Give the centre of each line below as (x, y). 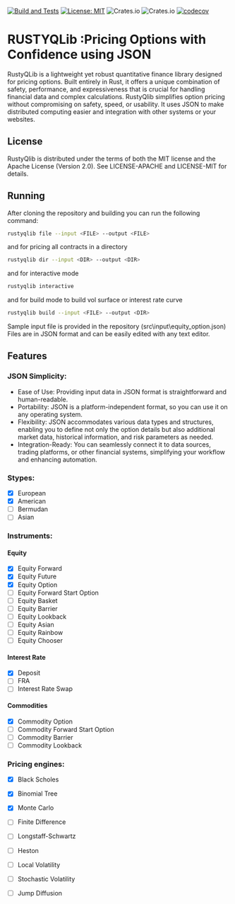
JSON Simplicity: (37, 377)
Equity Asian (36, 624)
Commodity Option (45, 721)
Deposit (29, 673)
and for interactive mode (43, 273)
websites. (21, 119)
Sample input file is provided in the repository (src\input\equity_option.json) (117, 326)
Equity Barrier (37, 608)
